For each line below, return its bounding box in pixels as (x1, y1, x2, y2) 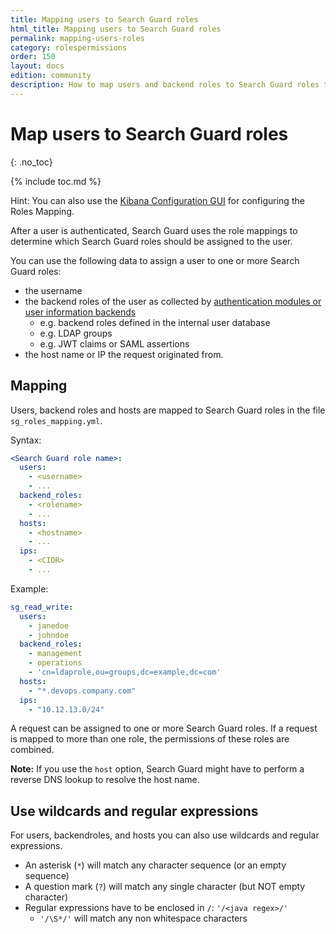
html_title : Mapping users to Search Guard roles (10, 24, 222, 34)
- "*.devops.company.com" (28, 686, 137, 696)
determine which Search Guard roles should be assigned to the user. (10, 235, 293, 247)
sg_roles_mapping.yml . (10, 414, 103, 426)
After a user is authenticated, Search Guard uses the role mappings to (10, 224, 298, 236)
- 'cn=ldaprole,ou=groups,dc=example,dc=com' (28, 667, 222, 677)
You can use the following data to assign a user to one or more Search (10, 254, 300, 266)
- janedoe (28, 621, 70, 631)
